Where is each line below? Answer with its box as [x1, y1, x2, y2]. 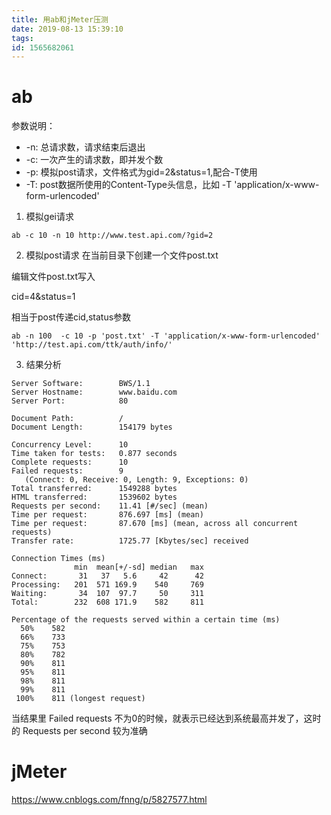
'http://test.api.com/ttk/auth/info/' [11, 340, 173, 350]
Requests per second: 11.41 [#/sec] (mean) [11, 501, 209, 511]
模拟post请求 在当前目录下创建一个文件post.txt [25, 249, 219, 261]
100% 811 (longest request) [15, 694, 146, 704]
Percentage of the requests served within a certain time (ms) [11, 615, 281, 625]
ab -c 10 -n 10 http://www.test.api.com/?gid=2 [11, 231, 214, 241]
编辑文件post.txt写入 [11, 271, 96, 283]
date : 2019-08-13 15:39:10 [11, 24, 124, 34]
